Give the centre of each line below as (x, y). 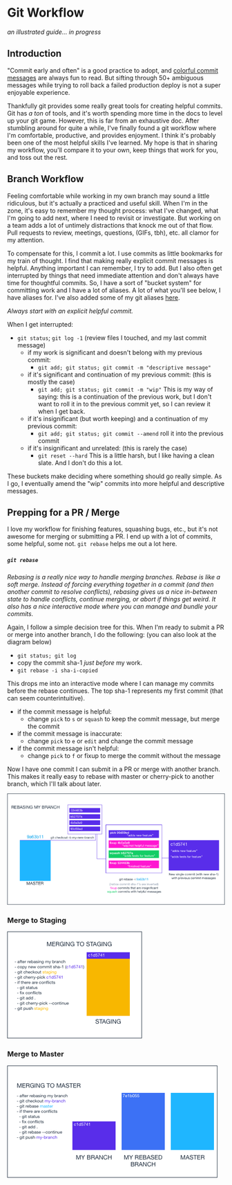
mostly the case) (51, 381)
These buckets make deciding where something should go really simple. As (115, 476)
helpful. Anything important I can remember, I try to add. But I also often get (115, 268)
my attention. (26, 239)
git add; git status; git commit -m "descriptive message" (125, 368)
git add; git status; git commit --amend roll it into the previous (130, 433)
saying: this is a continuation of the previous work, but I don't (125, 397)
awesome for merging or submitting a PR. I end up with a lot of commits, (110, 536)
